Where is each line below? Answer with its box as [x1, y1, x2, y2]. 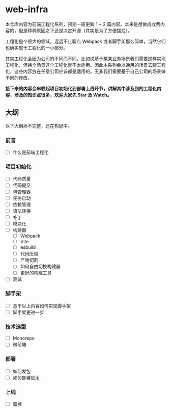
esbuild [20, 244, 36, 250]
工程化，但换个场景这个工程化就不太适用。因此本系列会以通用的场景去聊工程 [5, 62, 166, 68]
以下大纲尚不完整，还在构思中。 [5, 122, 72, 128]
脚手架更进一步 [12, 309, 44, 315]
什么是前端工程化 [12, 149, 49, 156]
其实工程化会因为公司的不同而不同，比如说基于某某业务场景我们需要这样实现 [5, 55, 166, 62]
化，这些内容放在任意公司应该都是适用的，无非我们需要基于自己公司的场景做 [5, 68, 166, 74]
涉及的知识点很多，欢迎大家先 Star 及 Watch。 [14, 92, 112, 98]
